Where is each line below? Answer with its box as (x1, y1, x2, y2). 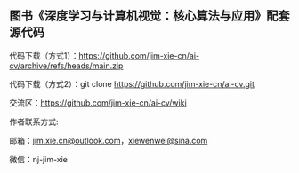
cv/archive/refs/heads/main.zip (9, 60, 124, 71)
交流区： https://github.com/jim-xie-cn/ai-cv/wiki (9, 97, 187, 108)
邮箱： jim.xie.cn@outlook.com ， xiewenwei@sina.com (9, 135, 208, 145)
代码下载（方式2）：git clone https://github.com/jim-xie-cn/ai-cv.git (9, 78, 255, 89)
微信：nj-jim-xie (9, 153, 69, 164)
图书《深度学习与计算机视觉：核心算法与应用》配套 (9, 8, 290, 24)
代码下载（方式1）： (9, 50, 79, 60)
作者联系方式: (9, 116, 60, 127)
